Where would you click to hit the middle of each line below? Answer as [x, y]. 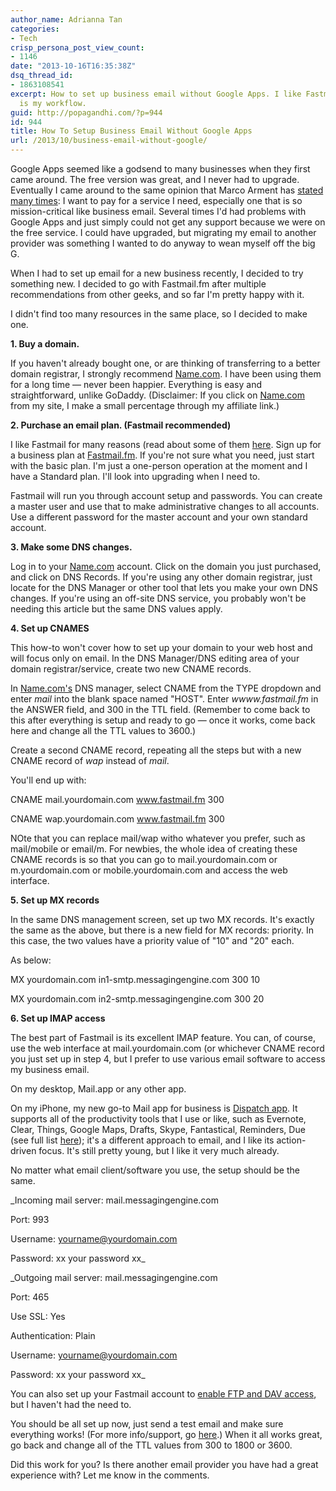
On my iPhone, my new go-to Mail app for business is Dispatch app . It [154, 1108]
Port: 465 [30, 1297]
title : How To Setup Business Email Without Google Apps [131, 131]
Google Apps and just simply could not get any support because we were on [168, 222]
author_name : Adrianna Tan [66, 19]
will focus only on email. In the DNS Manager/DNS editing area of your [155, 658]
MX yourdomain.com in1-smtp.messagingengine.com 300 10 [135, 979]
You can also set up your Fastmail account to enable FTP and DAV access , [163, 1394]
